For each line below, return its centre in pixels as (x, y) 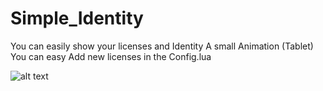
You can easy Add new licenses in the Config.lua (111, 56)
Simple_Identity (77, 18)
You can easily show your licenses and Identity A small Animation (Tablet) (162, 46)
